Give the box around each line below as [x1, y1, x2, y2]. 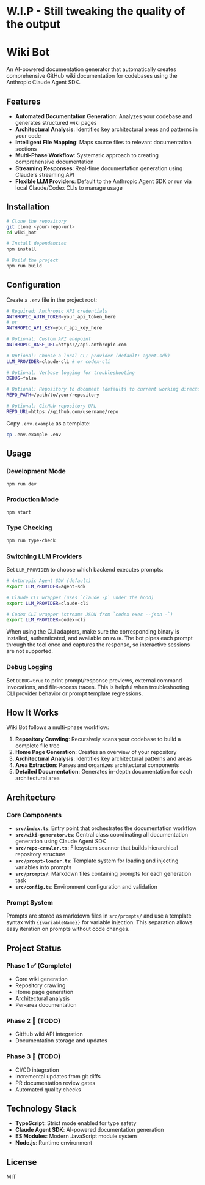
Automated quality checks [15, 1085, 81, 1093]
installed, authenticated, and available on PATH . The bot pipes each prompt [6, 635, 193, 642]
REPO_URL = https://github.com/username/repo [6, 409, 119, 415]
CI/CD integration [15, 1066, 59, 1074]
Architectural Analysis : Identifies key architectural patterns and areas [15, 755, 192, 763]
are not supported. [6, 648, 54, 655]
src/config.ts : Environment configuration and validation [15, 883, 157, 891]
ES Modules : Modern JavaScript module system [15, 1132, 137, 1140]
